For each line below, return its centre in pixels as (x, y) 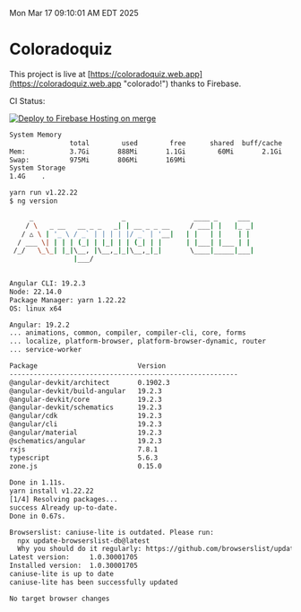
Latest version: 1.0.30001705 (74, 557)
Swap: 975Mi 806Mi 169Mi (98, 160)
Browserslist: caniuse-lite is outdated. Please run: (112, 532)
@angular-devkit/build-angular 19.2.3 (86, 391)
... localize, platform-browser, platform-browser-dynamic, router (138, 341)
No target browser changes (60, 599)
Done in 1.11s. (38, 483)
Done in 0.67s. (38, 516)
